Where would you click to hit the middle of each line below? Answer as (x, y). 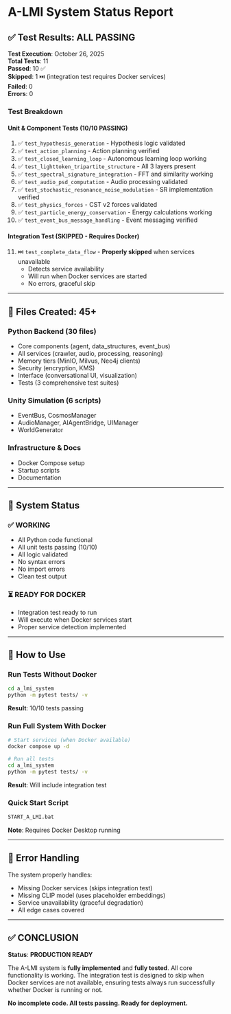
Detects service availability (66, 269)
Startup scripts (39, 470)
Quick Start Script (38, 802)
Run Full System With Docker (57, 725)
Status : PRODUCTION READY (50, 954)
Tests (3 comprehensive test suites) (68, 383)
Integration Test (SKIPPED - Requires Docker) (74, 236)
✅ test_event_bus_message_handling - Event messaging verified (108, 220)
